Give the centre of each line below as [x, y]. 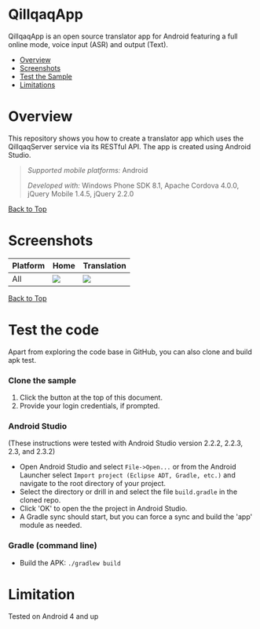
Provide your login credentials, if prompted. [90, 406]
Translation [105, 265]
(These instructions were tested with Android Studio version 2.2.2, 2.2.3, [126, 443]
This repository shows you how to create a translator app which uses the [126, 138]
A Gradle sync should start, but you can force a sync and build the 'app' [136, 517]
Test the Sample [46, 76]
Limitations [37, 85]
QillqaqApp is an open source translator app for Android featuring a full [123, 36]
